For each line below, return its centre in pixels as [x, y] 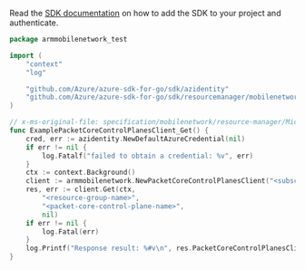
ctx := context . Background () [81, 173]
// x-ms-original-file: [54, 122]
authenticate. [34, 23]
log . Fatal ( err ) [71, 231]
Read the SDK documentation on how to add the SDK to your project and [145, 13]
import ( [26, 55]
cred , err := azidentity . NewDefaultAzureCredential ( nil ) [136, 139]
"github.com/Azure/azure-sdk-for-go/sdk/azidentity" [128, 89]
